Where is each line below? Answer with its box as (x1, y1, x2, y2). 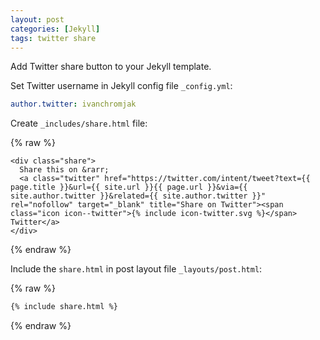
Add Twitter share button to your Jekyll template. (10, 61, 212, 73)
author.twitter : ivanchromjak (10, 99, 137, 110)
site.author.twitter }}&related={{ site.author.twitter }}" (10, 191, 267, 201)
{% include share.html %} (10, 302, 118, 312)
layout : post (10, 14, 65, 25)
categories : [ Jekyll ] (10, 24, 101, 34)
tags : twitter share (10, 33, 97, 43)
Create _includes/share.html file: (10, 117, 148, 130)
